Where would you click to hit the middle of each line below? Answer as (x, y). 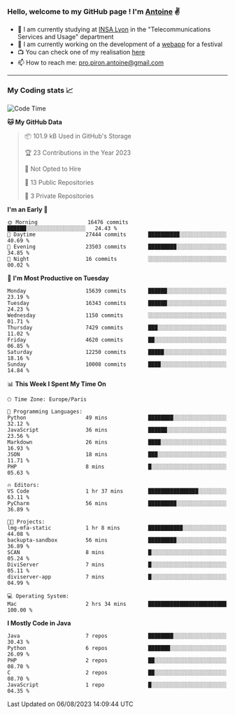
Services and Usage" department (65, 37)
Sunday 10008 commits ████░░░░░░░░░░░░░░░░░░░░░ (117, 364)
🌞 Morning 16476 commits (68, 222)
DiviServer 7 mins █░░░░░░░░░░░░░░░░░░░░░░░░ (117, 565)
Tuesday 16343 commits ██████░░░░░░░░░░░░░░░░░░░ (117, 303)
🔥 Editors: (23, 485)
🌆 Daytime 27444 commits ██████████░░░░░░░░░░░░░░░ (117, 234)
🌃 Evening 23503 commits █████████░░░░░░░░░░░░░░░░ (117, 247)
